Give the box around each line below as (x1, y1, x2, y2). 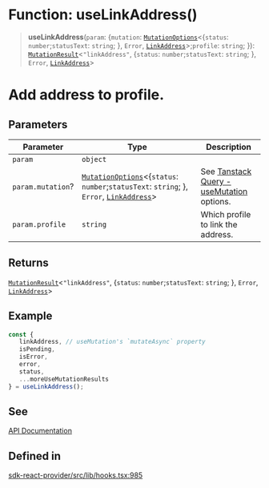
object (81, 155, 106, 163)
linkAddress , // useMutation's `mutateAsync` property (18, 338, 206, 346)
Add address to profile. (8, 86, 165, 104)
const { (8, 330, 34, 338)
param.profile (12, 220, 66, 229)
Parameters (8, 118, 68, 131)
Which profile (200, 208, 251, 220)
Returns (8, 256, 50, 270)
